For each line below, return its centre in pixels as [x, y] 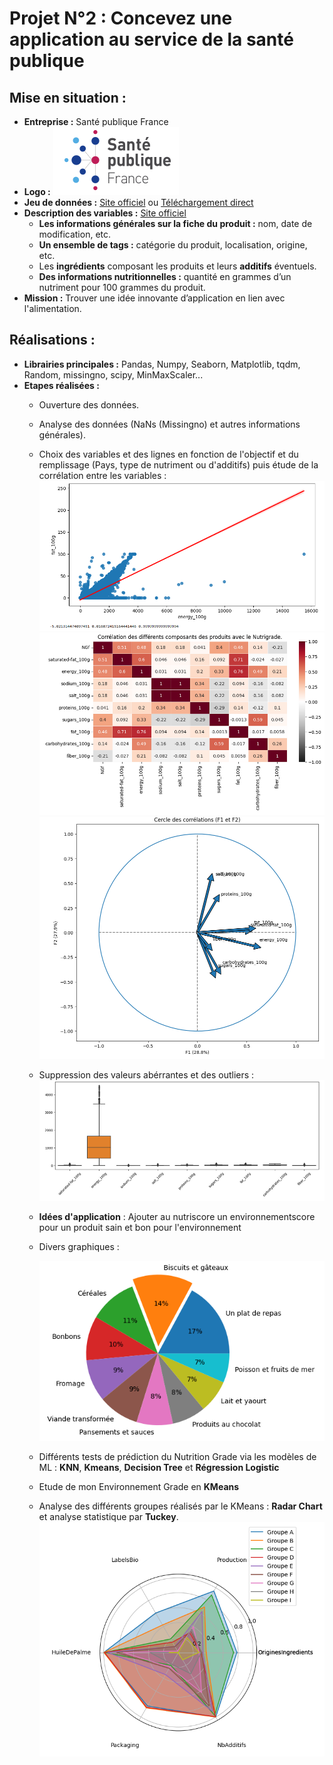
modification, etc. [75, 234]
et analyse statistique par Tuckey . [108, 1516]
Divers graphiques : [79, 1246]
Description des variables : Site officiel [105, 213]
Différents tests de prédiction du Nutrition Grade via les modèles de [177, 1456]
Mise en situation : [68, 97]
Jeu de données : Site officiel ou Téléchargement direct [138, 202]
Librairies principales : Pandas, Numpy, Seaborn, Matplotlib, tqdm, [162, 364]
